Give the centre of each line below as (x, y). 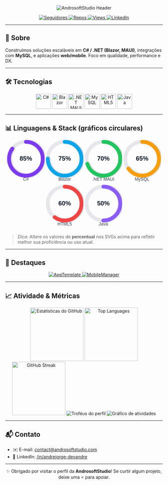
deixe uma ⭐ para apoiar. (84, 477)
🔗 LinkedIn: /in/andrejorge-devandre (50, 456)
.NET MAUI (103, 179)
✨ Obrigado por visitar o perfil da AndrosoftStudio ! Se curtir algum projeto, (84, 471)
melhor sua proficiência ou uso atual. (55, 242)
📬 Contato (23, 435)
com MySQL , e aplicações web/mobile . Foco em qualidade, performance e (83, 55)
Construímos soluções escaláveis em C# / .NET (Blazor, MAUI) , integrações (83, 50)
